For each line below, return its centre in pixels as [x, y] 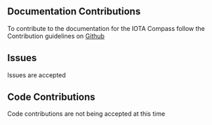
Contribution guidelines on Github [56, 36]
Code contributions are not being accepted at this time [86, 114]
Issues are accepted [37, 75]
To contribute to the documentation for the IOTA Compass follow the [106, 28]
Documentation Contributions [74, 12]
